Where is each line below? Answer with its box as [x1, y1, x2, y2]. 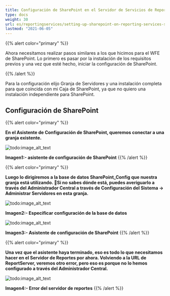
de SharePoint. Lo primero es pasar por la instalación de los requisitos [5, 55, 151, 61]
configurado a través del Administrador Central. [5, 265, 108, 272]
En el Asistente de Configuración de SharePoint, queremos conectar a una [5, 129, 164, 135]
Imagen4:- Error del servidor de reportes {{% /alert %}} [5, 285, 124, 291]
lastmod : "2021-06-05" [5, 26, 53, 31]
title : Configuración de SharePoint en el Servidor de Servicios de [5, 7, 153, 13]
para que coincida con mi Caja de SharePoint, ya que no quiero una [5, 86, 146, 92]
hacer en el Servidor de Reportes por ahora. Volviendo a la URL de [5, 254, 147, 260]
